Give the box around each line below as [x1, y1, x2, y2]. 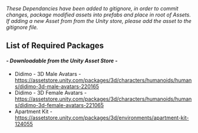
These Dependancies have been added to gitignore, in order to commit [6, 5, 179, 12]
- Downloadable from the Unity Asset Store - [6, 57, 118, 64]
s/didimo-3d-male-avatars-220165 [14, 82, 99, 90]
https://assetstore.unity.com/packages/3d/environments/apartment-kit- [14, 114, 189, 121]
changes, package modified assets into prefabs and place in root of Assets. [6, 11, 192, 18]
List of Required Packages [6, 41, 104, 51]
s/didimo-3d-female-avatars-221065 [14, 101, 104, 108]
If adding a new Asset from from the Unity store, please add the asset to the [6, 18, 192, 24]
